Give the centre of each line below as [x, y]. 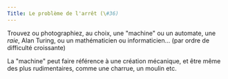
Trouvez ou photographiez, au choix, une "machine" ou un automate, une [112, 33]
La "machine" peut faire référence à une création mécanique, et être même [114, 61]
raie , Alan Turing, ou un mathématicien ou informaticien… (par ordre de [108, 40]
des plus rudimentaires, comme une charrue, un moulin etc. [92, 68]
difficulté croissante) [36, 47]
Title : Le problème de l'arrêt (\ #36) [63, 13]
